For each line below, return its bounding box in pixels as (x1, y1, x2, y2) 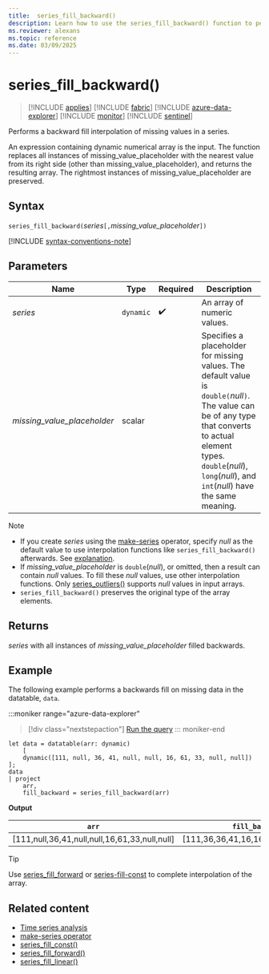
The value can (201, 400, 255, 411)
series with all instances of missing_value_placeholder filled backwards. (8, 641, 246, 650)
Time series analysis (19, 923, 88, 932)
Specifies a (201, 329, 244, 341)
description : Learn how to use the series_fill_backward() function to (8, 19, 252, 27)
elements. (19, 596, 54, 605)
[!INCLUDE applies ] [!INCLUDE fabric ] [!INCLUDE (27, 103, 191, 112)
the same (201, 490, 237, 501)
